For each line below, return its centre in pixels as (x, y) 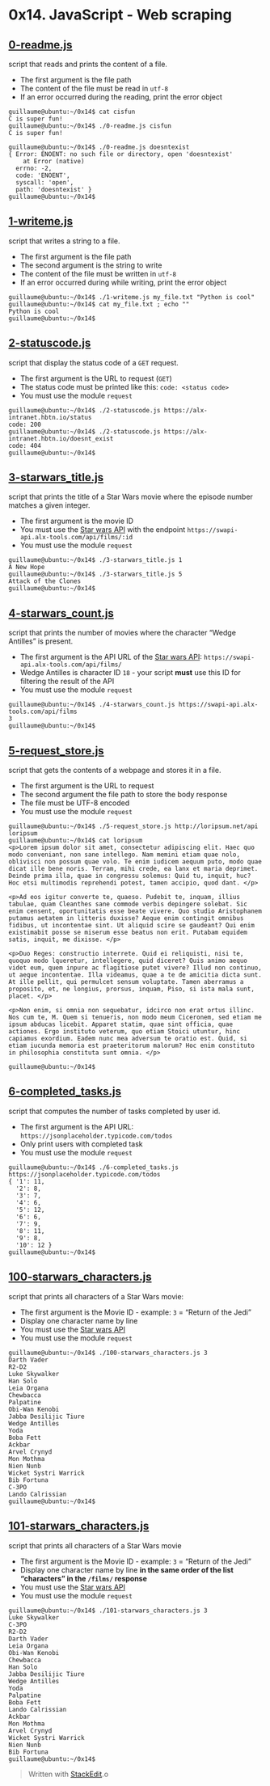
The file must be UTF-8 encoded (75, 803)
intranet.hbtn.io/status (50, 417)
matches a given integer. (49, 505)
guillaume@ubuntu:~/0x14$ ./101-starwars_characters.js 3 (108, 1611)
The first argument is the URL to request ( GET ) (96, 378)
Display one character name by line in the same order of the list (127, 1569)
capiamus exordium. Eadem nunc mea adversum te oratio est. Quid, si (128, 1039)
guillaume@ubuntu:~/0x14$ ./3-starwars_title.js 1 (95, 560)
